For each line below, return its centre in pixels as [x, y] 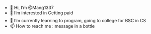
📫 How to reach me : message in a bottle [52, 26]
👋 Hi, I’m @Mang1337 [32, 8]
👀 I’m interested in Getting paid [41, 13]
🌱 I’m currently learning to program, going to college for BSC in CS [78, 20]
